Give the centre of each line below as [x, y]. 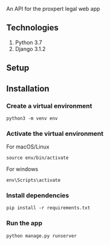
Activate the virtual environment [55, 133]
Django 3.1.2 [30, 49]
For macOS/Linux [28, 147]
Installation [28, 88]
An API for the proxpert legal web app [53, 9]
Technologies [33, 28]
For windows [22, 169]
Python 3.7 [28, 42]
